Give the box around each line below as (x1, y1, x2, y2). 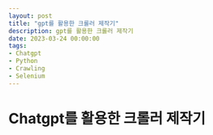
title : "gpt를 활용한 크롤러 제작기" (8, 19, 120, 27)
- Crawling (8, 65, 46, 73)
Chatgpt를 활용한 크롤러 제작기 (8, 109, 206, 128)
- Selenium (8, 72, 46, 80)
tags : (8, 42, 27, 50)
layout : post (8, 11, 53, 20)
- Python (8, 57, 38, 65)
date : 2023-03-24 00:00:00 (8, 34, 100, 43)
